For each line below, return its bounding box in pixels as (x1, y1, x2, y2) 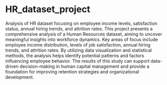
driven (5, 63, 19, 69)
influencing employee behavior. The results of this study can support (5, 58, 150, 64)
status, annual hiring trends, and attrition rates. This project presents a (5, 25, 153, 31)
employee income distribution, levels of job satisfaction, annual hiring (5, 41, 151, 48)
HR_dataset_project (5, 4, 91, 15)
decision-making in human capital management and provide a (19, 63, 150, 69)
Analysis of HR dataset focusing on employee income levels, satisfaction (5, 20, 158, 26)
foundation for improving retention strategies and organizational (5, 68, 140, 74)
